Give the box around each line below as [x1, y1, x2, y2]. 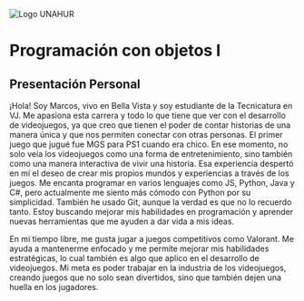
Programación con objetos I [9, 41, 221, 61]
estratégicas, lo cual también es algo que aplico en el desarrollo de [9, 253, 260, 263]
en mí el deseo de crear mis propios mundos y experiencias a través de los [9, 168, 290, 179]
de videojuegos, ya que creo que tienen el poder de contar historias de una [9, 120, 291, 131]
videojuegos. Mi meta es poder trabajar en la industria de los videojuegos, [9, 263, 287, 273]
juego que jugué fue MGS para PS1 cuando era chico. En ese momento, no [9, 139, 289, 150]
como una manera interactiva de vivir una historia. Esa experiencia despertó [9, 159, 294, 169]
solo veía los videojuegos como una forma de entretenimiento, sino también [9, 149, 293, 159]
